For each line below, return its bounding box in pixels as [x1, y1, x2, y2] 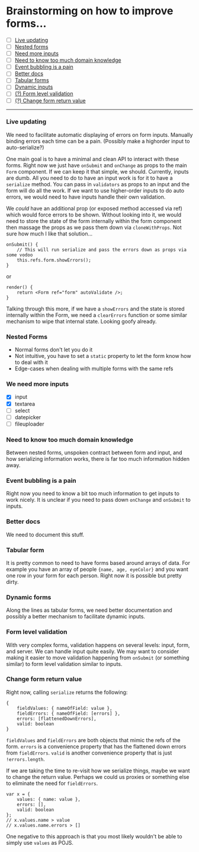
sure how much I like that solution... [6, 230, 93, 237]
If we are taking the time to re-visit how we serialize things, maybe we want [6, 767, 191, 774]
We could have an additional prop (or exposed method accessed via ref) [6, 205, 182, 212]
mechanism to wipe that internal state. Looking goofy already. [6, 317, 157, 325]
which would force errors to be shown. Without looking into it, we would [6, 211, 182, 218]
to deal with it [14, 359, 49, 366]
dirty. [6, 578, 19, 585]
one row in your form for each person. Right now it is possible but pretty [6, 572, 182, 579]
